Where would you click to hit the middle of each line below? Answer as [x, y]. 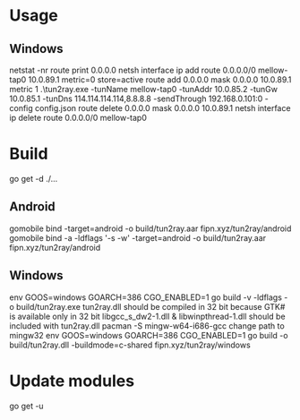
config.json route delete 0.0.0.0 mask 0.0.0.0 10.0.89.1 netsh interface [163, 108]
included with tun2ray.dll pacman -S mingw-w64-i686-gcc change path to [147, 326]
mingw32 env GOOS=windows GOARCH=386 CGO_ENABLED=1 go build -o [149, 335]
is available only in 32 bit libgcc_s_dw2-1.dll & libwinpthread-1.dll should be [147, 316]
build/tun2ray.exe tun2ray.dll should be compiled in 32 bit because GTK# [151, 306]
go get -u [26, 406]
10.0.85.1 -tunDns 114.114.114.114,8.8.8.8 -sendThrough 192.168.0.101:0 [136, 99]
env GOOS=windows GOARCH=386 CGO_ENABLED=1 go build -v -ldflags [146, 297]
